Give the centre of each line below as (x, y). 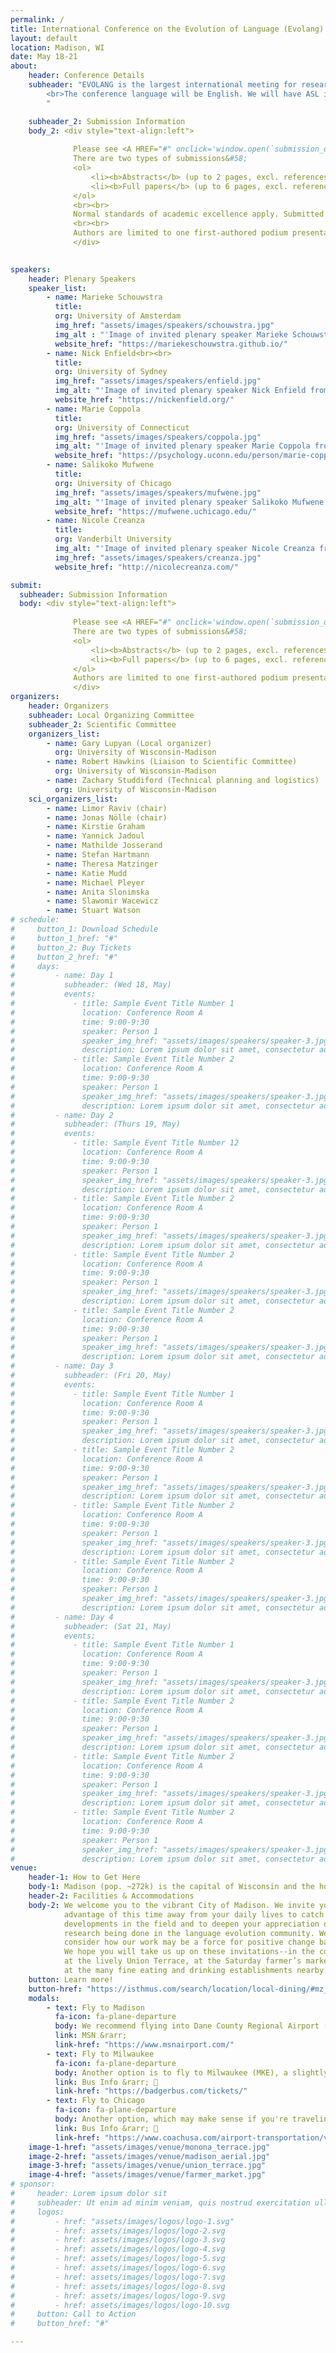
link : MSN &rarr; (91, 2036)
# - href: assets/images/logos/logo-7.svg (118, 2277)
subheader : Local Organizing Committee (111, 715)
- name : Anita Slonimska (98, 892)
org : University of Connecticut (122, 427)
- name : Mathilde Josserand (104, 846)
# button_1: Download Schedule (84, 929)
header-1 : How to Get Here (84, 1877)
